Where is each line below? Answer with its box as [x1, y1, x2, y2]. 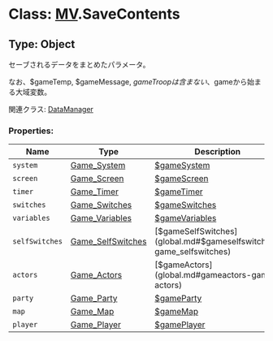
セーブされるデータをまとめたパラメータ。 [8, 60, 150, 69]
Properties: [8, 125, 54, 136]
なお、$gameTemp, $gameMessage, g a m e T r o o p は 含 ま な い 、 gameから [8, 77, 248, 86]
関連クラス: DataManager [8, 105, 93, 114]
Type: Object [8, 37, 76, 51]
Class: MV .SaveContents [8, 5, 180, 24]
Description [194, 146, 241, 158]
